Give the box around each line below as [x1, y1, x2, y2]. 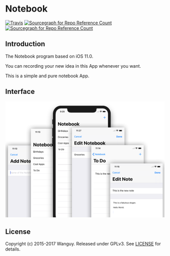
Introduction [5, 40, 46, 48]
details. [5, 246, 21, 252]
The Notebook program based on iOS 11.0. [5, 53, 94, 59]
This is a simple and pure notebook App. [5, 73, 90, 79]
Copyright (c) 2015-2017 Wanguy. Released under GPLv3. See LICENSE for [5, 241, 161, 247]
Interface [5, 87, 35, 96]
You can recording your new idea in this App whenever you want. [5, 63, 142, 69]
